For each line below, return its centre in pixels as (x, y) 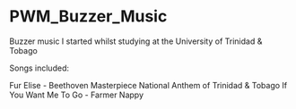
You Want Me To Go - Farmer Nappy (77, 95)
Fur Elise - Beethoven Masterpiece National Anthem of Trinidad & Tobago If (148, 85)
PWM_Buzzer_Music (88, 17)
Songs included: (39, 68)
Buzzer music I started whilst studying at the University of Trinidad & (136, 41)
